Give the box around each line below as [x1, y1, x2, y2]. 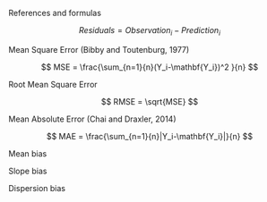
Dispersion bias [8, 182, 66, 193]
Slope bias [8, 165, 47, 176]
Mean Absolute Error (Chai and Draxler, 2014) [8, 114, 177, 124]
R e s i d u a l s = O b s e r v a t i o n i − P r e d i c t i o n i [78, 25, 221, 38]
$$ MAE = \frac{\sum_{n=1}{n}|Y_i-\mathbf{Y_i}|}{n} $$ [46, 130, 254, 141]
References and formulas [8, 8, 102, 18]
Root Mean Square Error [8, 79, 98, 89]
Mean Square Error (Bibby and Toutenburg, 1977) [8, 44, 190, 55]
